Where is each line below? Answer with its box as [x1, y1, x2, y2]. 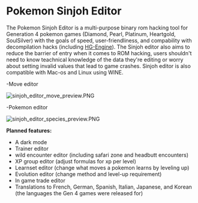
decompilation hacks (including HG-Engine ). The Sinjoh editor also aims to [6, 43, 190, 50]
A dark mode [14, 138, 47, 145]
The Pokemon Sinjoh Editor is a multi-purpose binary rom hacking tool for [6, 24, 188, 31]
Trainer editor [14, 145, 49, 152]
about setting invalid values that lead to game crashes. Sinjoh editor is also [6, 62, 191, 70]
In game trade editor [14, 177, 66, 184]
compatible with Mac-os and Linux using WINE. [6, 68, 124, 76]
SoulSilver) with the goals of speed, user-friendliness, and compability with [6, 37, 192, 44]
